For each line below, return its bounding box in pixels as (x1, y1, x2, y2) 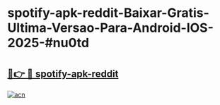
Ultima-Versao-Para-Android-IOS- (7, 20, 214, 36)
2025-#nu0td (7, 35, 90, 51)
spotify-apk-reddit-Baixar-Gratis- (7, 5, 210, 21)
